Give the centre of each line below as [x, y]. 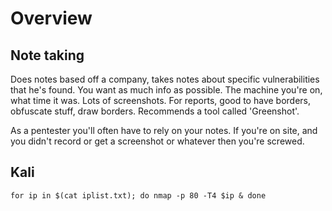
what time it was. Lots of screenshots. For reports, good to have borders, [161, 100]
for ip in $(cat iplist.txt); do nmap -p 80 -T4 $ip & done [138, 195]
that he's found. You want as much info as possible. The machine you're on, [166, 90]
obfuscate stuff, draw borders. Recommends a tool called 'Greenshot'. [155, 111]
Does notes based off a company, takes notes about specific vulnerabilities [165, 79]
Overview [51, 18]
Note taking [47, 55]
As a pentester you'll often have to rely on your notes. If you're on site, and [164, 130]
